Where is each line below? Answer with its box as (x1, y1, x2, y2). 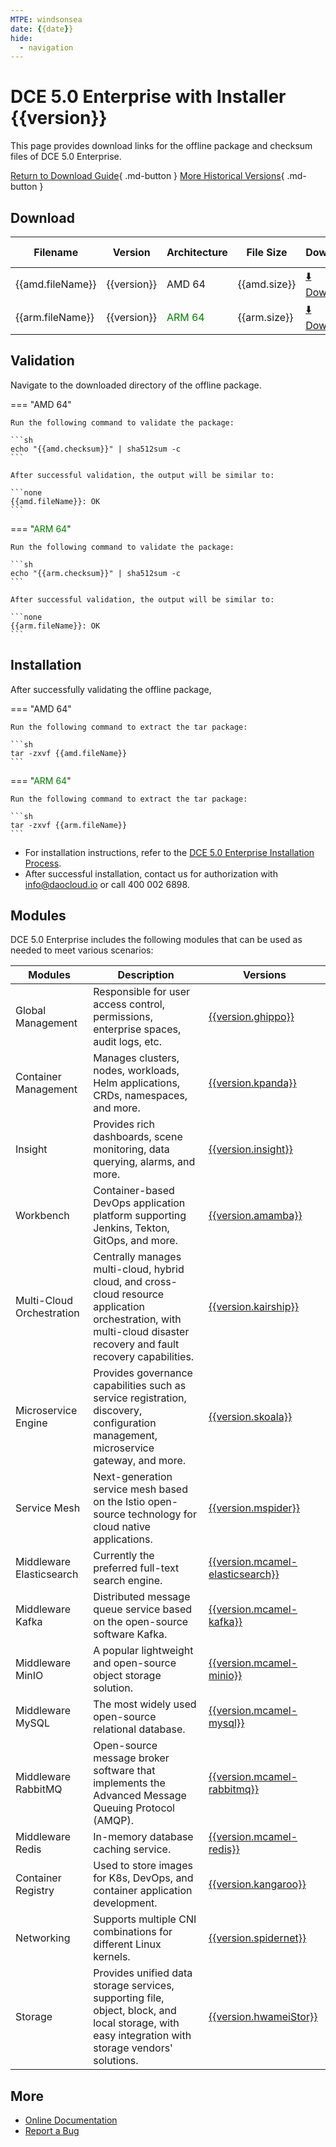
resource (121, 1287, 165, 1301)
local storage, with (93, 2016, 180, 2030)
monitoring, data (93, 1142, 170, 1156)
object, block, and (93, 2004, 177, 2018)
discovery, (93, 1404, 143, 1418)
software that (93, 1764, 156, 1778)
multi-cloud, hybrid (93, 1262, 185, 1276)
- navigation (19, 42, 74, 53)
